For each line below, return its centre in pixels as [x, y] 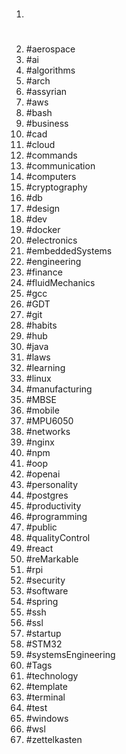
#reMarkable [52, 559]
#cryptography [56, 187]
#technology [52, 676]
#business [47, 124]
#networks [48, 432]
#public [41, 527]
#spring [42, 602]
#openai [43, 474]
